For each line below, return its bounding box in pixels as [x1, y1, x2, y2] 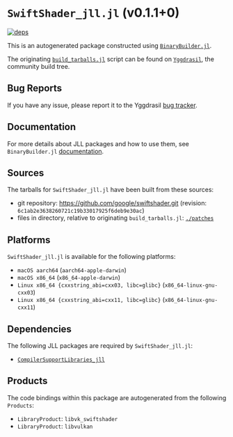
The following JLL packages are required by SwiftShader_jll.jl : [7, 342, 193, 349]
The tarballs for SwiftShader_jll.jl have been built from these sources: [7, 186, 214, 194]
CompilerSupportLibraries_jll [17, 356, 106, 363]
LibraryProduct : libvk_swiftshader [17, 414, 118, 422]
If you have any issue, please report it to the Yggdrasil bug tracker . [7, 101, 198, 109]
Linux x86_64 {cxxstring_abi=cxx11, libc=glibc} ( [17, 296, 166, 304]
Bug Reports [7, 82, 63, 95]
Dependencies [7, 323, 72, 335]
